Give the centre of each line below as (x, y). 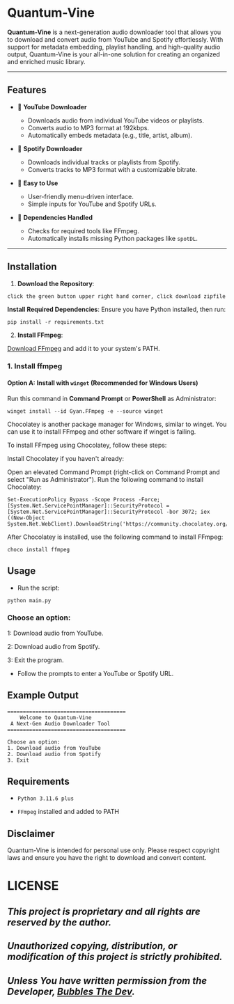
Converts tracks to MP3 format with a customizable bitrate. (112, 169)
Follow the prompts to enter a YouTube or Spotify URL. (95, 673)
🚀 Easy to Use (38, 183)
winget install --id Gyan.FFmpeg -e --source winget (85, 411)
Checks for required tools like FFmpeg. (83, 230)
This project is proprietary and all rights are (104, 911)
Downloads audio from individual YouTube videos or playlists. (116, 120)
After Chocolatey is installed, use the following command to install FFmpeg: (115, 537)
